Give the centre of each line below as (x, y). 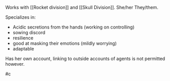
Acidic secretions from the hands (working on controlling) (73, 27)
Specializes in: (20, 17)
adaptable (23, 49)
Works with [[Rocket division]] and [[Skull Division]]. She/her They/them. (82, 7)
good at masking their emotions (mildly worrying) (65, 43)
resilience (23, 38)
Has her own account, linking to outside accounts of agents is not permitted (85, 59)
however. (15, 64)
